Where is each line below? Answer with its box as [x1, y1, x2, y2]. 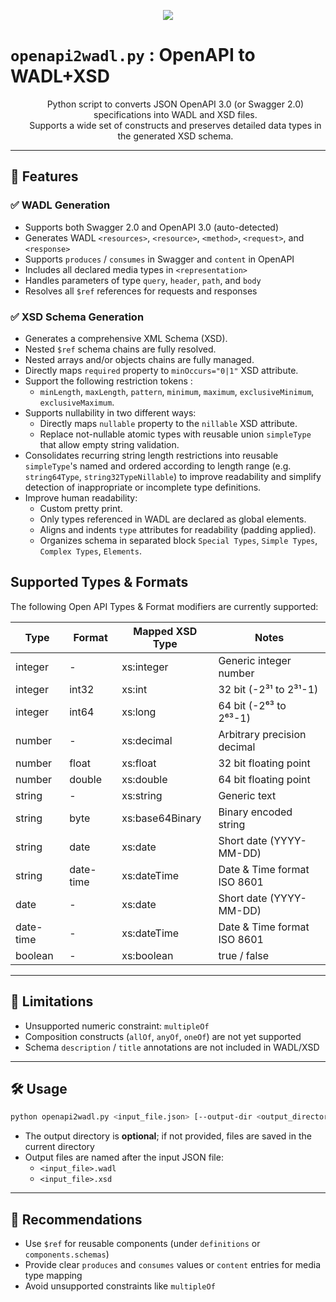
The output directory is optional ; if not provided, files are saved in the [24, 1130, 312, 1142]
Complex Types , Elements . [39, 545, 142, 557]
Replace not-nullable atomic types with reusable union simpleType [39, 428, 312, 440]
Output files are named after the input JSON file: [24, 1151, 224, 1164]
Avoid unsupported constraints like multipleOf [24, 1280, 216, 1292]
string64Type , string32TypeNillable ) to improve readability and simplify [24, 470, 322, 482]
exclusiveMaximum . [39, 396, 115, 408]
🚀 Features [10, 168, 79, 185]
